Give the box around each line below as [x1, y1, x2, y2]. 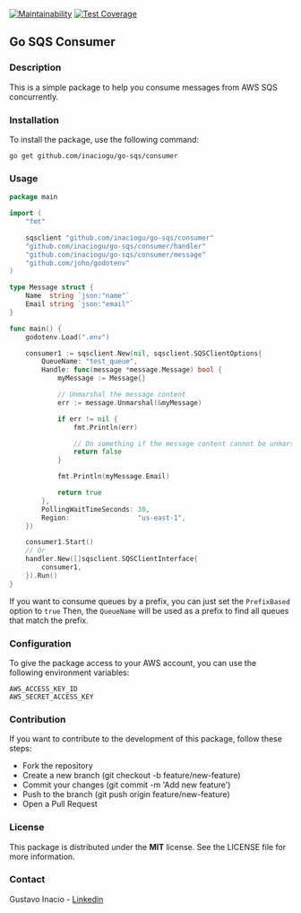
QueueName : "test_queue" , [41, 357, 139, 366]
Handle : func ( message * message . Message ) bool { [41, 365, 222, 374]
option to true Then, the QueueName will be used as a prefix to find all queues [9, 605, 289, 616]
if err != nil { [56, 414, 118, 424]
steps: [9, 743, 32, 754]
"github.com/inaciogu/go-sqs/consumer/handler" [25, 241, 206, 250]
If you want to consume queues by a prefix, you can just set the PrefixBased [9, 595, 291, 606]
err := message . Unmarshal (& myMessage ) [56, 398, 202, 408]
